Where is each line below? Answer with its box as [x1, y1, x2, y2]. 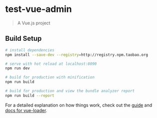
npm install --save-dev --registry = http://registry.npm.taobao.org [5, 52, 149, 57]
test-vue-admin [5, 3, 72, 15]
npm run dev [5, 66, 30, 71]
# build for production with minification [5, 75, 95, 80]
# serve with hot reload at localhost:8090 [5, 61, 97, 66]
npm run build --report [5, 93, 55, 98]
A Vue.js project [17, 20, 51, 26]
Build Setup [5, 34, 42, 43]
